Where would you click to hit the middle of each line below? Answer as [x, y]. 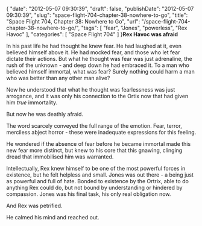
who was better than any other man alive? [58, 78]
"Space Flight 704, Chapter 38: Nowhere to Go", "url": [73, 21]
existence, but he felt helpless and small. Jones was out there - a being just [100, 175]
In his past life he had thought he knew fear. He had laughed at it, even [94, 46]
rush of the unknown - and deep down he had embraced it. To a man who [98, 65]
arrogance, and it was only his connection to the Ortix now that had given [97, 96]
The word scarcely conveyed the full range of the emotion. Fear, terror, [94, 126]
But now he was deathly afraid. [45, 114]
